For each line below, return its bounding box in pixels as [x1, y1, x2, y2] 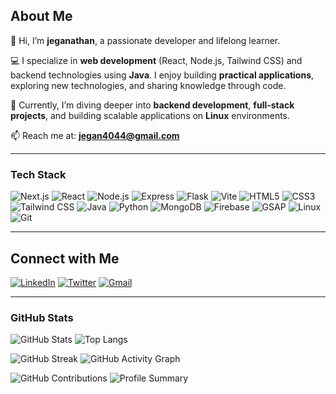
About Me [10, 8, 73, 25]
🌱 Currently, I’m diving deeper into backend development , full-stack [10, 99, 295, 111]
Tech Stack [10, 167, 67, 181]
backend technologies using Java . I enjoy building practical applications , [10, 69, 315, 81]
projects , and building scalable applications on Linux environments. [10, 109, 291, 121]
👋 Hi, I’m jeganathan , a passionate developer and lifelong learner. [10, 34, 281, 46]
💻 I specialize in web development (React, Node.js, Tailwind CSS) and [10, 54, 303, 66]
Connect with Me [10, 250, 120, 267]
